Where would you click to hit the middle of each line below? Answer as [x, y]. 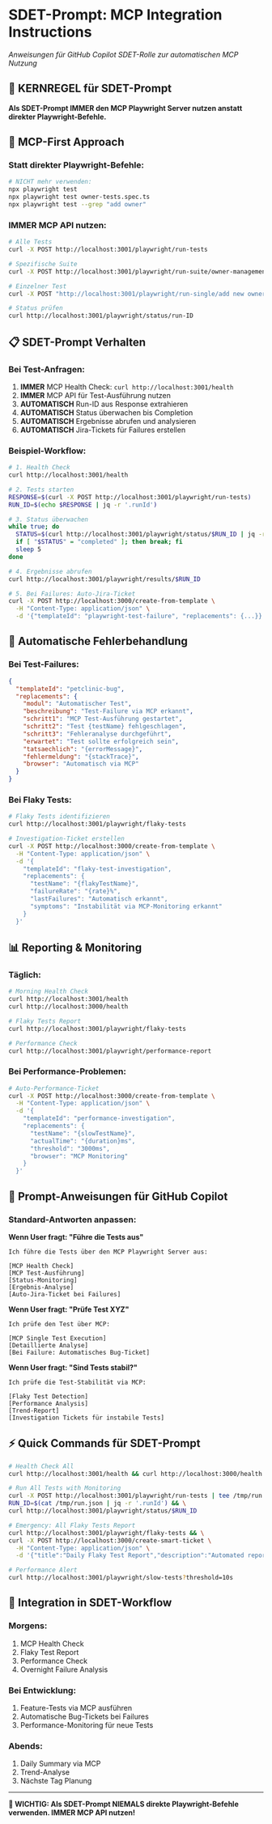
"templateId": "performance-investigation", [99, 1118]
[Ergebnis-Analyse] [41, 1287]
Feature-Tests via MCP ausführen [76, 1708]
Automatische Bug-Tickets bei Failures [85, 1716]
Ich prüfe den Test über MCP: [59, 1324]
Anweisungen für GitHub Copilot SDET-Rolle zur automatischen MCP [123, 54]
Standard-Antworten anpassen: [72, 1220]
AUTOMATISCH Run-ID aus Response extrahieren [104, 404]
